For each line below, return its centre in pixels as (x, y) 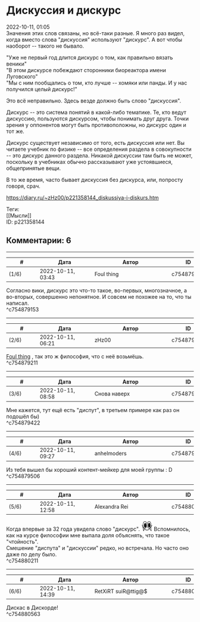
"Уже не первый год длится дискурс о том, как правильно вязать (90, 57)
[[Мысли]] (19, 215)
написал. (18, 303)
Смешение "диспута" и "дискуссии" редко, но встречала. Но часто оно (98, 548)
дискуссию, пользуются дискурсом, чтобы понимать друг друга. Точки (98, 118)
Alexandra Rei (111, 507)
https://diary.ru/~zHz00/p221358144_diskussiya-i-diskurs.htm (82, 197)
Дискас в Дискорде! (32, 608)
